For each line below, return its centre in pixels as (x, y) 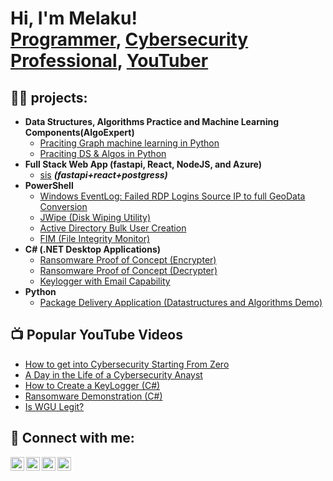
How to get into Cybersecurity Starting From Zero (127, 364)
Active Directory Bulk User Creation (113, 228)
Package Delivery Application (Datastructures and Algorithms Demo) (181, 302)
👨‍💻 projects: (49, 97)
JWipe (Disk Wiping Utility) (95, 217)
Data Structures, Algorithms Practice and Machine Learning (152, 121)
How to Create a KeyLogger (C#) (92, 385)
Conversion (63, 206)
